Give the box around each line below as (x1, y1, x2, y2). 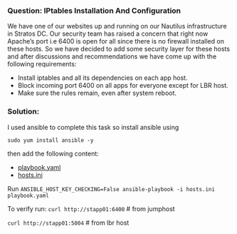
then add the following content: (7, 149, 100, 158)
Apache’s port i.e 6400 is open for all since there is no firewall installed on (7, 37, 224, 46)
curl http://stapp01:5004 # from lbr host (7, 218, 130, 227)
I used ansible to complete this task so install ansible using (7, 123, 179, 131)
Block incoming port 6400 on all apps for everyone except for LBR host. (17, 81, 229, 90)
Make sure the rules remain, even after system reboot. (17, 88, 177, 98)
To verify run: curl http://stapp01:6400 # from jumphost (7, 204, 176, 213)
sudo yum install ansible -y (7, 136, 94, 144)
